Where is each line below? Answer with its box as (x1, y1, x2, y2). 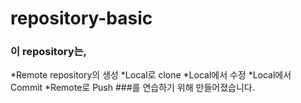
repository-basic (10, 7, 153, 30)
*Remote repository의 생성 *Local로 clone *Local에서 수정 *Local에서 (10, 69, 292, 81)
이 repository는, (10, 45, 88, 59)
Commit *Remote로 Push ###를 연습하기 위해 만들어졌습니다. (10, 82, 255, 94)
